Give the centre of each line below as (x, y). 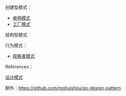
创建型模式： (18, 7)
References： (19, 67)
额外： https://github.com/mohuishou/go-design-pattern (63, 88)
